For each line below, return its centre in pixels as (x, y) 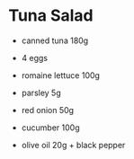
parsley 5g (41, 93)
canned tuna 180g (55, 40)
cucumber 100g (50, 128)
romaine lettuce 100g (61, 75)
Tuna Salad (51, 16)
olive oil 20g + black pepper (73, 145)
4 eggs (35, 57)
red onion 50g (47, 110)
